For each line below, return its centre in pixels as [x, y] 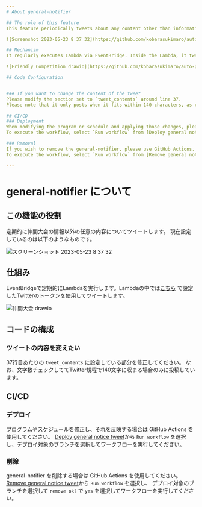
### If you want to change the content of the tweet [74, 93]
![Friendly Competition [36, 67]
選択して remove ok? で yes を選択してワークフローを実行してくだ [108, 490]
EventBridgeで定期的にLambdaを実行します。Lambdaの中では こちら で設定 [100, 288]
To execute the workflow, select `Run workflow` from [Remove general [96, 154]
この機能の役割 [34, 216]
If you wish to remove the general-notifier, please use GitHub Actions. [101, 149]
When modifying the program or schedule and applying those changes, [95, 127]
